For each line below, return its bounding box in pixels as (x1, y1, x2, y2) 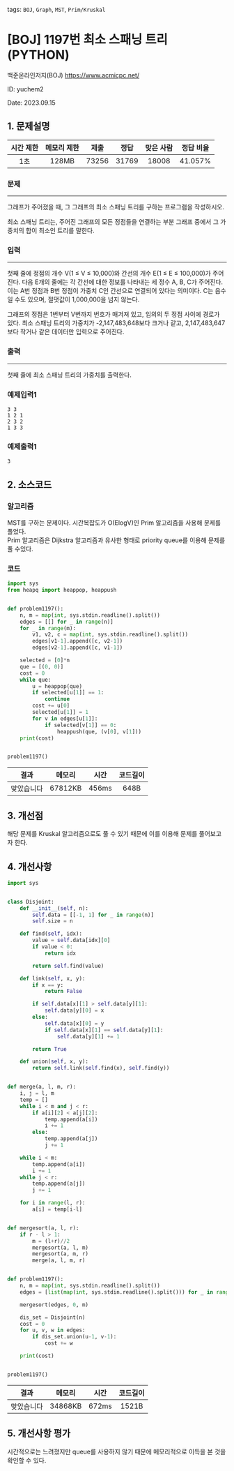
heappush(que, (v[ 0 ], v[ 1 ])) (56, 728, 141, 735)
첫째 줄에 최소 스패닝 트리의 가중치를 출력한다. (7, 371, 132, 379)
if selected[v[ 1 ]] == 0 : (44, 722, 117, 729)
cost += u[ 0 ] (32, 702, 70, 710)
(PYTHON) (7, 47, 70, 63)
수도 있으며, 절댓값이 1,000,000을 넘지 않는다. (14, 295, 140, 304)
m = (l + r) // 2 (32, 1237, 70, 1244)
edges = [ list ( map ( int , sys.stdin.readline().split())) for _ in (19, 1288, 214, 1296)
